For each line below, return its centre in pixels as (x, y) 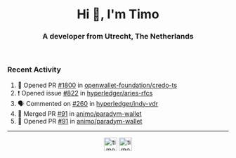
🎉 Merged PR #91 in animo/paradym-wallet (79, 113)
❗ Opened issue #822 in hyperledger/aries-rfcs (85, 93)
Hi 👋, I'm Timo (118, 14)
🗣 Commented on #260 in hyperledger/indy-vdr (87, 103)
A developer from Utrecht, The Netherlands (118, 37)
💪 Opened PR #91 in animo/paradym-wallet (80, 121)
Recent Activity (34, 70)
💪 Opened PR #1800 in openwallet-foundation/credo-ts (97, 85)
